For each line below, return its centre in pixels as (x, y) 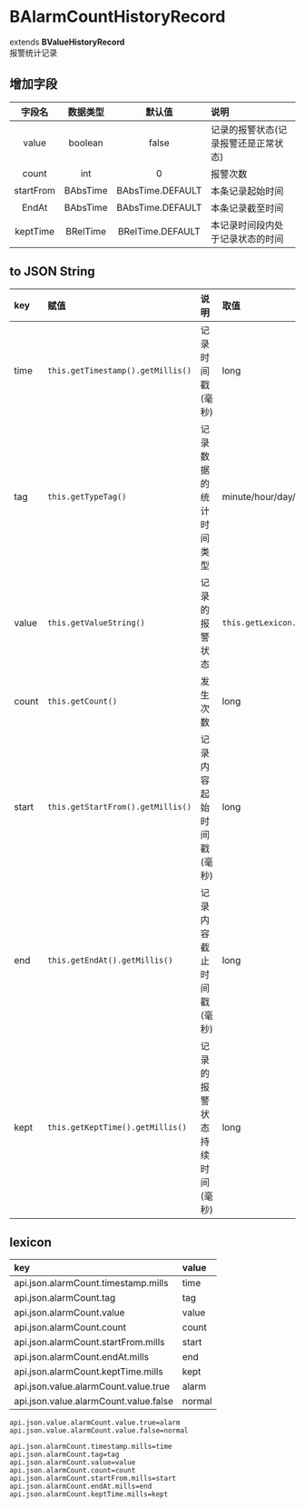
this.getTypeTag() (87, 496)
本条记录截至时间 (247, 208)
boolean (86, 143)
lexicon (30, 1242)
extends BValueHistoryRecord (67, 42)
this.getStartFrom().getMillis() (119, 807)
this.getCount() (82, 701)
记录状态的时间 (251, 238)
